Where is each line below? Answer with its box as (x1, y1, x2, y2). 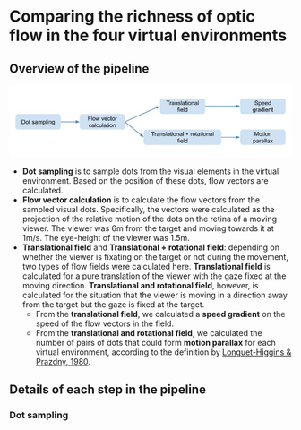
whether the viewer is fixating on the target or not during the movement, (21, 252, 289, 262)
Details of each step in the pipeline (9, 383, 206, 398)
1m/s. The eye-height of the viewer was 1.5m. (21, 233, 190, 244)
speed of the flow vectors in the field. (35, 318, 175, 329)
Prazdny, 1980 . (35, 357, 91, 367)
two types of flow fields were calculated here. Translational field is (21, 262, 271, 272)
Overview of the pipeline (9, 61, 150, 76)
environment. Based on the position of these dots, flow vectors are (21, 176, 269, 186)
